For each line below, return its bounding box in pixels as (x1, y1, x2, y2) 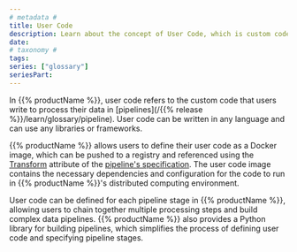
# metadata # (9, 12, 57, 22)
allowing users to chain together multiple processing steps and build (9, 204, 258, 215)
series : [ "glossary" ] (9, 63, 89, 72)
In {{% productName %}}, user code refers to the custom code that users (9, 95, 277, 105)
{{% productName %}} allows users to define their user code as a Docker (9, 140, 277, 150)
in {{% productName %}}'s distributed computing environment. (9, 178, 240, 188)
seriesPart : (9, 71, 53, 80)
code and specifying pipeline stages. (9, 232, 144, 243)
